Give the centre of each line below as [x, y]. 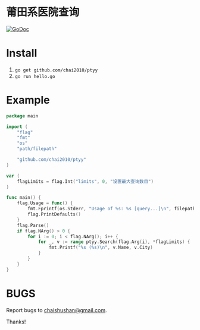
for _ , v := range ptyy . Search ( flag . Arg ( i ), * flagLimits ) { [114, 242]
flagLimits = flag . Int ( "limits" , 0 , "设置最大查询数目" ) [85, 181]
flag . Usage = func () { [45, 203]
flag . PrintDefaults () [54, 214]
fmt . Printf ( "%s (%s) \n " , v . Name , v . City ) [101, 248]
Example [28, 100]
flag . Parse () [33, 225]
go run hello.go [35, 76]
